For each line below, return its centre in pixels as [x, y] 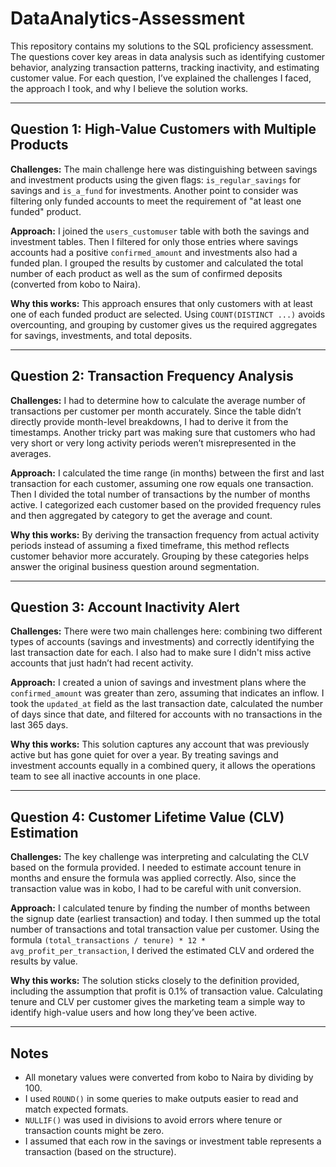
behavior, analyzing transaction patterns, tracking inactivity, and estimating [165, 67]
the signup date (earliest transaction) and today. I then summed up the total [165, 919]
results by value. [44, 961]
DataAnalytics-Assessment [127, 18]
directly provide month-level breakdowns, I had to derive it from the [149, 421]
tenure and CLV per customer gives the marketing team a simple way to [158, 1002]
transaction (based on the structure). [100, 1151]
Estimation [44, 832]
